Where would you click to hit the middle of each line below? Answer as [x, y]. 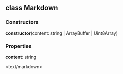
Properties [18, 46]
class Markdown [32, 8]
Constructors [22, 22]
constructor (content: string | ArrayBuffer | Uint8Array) [61, 33]
